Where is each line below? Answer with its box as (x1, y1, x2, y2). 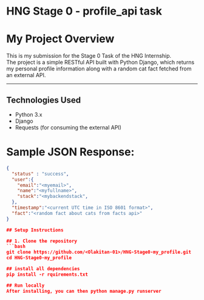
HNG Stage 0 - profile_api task (6, 4, 162, 18)
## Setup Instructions (6, 227, 64, 233)
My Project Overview (6, 32, 115, 46)
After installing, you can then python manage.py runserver (6, 288, 162, 294)
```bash (6, 244, 26, 250)
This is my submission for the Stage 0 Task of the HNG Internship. (6, 52, 172, 60)
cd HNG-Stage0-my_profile (6, 255, 72, 261)
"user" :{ (12, 176, 34, 183)
